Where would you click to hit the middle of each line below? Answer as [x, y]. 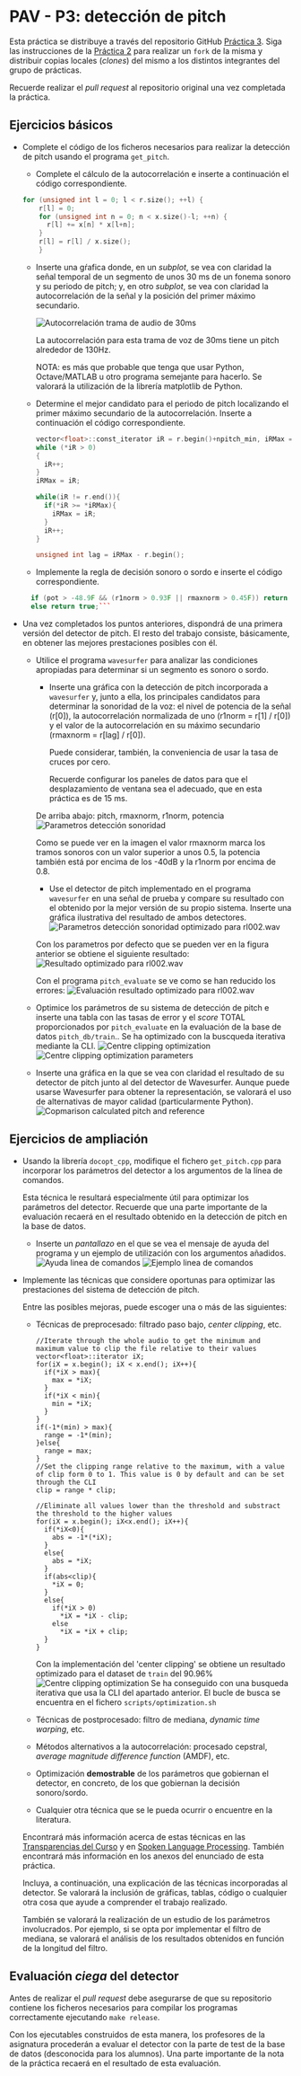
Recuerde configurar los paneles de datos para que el [148, 779]
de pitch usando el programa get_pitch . [96, 156]
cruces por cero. [80, 762]
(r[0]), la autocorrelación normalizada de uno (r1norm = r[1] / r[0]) [170, 716]
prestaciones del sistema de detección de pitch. [111, 1289]
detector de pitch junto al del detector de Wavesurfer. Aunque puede [163, 1082]
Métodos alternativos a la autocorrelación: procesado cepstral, [151, 1746]
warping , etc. [60, 1729]
